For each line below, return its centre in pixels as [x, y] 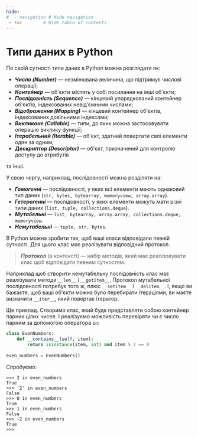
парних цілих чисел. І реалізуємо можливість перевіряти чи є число [92, 317]
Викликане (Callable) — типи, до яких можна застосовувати [92, 123]
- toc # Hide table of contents [58, 22]
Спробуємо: [22, 367]
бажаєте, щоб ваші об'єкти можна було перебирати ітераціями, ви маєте [99, 292]
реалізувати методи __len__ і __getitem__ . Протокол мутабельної [88, 280]
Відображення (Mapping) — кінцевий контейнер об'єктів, [88, 111]
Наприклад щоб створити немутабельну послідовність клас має [88, 274]
